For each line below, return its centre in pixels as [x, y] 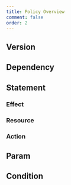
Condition [25, 176]
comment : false [25, 17]
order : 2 [17, 23]
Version [21, 47]
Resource [20, 121]
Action [16, 137]
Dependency [30, 67]
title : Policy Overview [35, 12]
